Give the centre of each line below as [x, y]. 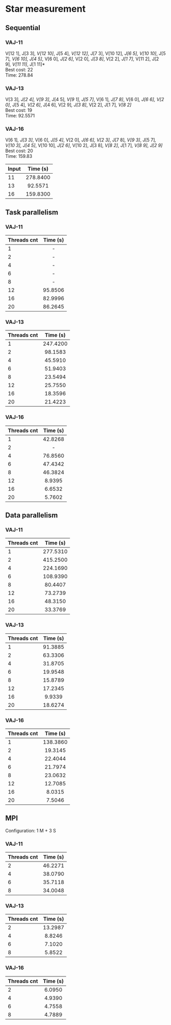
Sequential [23, 28]
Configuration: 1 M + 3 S [31, 830]
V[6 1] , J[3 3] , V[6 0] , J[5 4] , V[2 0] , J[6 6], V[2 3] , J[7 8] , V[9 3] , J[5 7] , [81, 140]
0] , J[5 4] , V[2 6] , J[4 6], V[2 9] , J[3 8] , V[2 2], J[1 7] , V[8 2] [68, 105]
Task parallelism [32, 212]
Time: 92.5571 [20, 116]
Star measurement [46, 9]
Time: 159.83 [19, 156]
